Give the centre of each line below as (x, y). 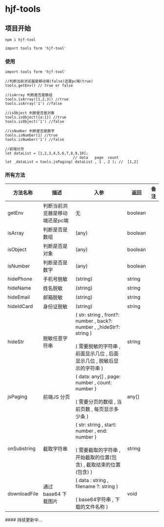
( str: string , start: (96, 424)
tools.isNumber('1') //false (35, 140)
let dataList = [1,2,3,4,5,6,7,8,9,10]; (47, 153)
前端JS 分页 (57, 397)
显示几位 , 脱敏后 (94, 361)
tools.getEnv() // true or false (39, 86)
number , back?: (94, 321)
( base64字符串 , (94, 499)
